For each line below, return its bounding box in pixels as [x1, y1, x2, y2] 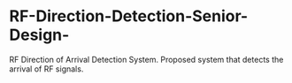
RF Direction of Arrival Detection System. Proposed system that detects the [9, 54, 284, 64]
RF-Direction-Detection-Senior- [9, 6, 249, 26]
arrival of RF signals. [9, 64, 84, 74]
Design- [9, 25, 70, 45]
